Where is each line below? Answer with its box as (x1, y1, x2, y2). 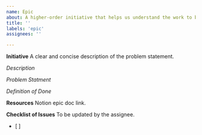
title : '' (6, 20, 31, 26)
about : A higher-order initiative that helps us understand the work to (6, 14, 192, 20)
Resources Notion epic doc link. (6, 100, 86, 107)
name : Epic (6, 8, 34, 15)
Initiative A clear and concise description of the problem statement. (6, 53, 174, 60)
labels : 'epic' (6, 25, 44, 32)
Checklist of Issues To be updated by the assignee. (6, 111, 135, 118)
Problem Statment (6, 76, 51, 83)
